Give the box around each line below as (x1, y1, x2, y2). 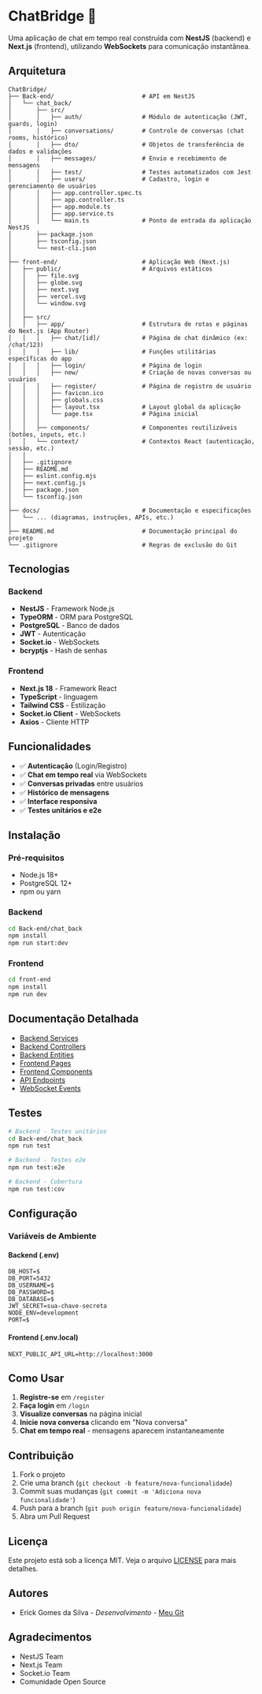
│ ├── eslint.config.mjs (8, 472, 97, 480)
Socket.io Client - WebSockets (19, 709, 121, 718)
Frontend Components (19, 1067, 93, 1076)
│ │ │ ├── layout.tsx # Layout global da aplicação (8, 402, 242, 411)
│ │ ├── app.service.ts (8, 209, 114, 218)
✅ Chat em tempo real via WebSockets (19, 769, 147, 780)
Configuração (8, 1207, 78, 1221)
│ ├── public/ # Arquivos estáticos (8, 264, 213, 273)
